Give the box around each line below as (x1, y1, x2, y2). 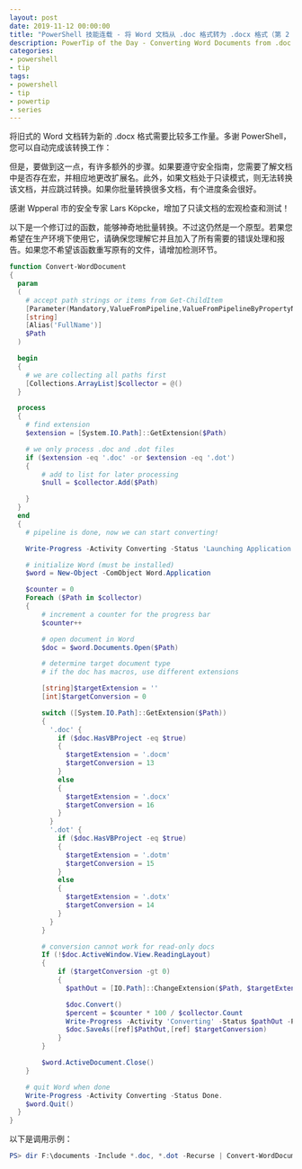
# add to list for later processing (41, 469, 179, 479)
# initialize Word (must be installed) (25, 560, 175, 569)
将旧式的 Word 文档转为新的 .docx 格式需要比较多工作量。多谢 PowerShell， (9, 131, 291, 142)
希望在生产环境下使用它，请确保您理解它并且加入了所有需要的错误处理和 (9, 233, 277, 244)
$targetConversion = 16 (66, 800, 155, 809)
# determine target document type (41, 659, 171, 668)
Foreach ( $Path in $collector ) (25, 593, 143, 602)
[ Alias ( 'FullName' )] (25, 321, 102, 330)
